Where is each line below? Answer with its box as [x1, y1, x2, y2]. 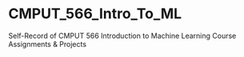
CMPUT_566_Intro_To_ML [8, 5, 182, 23]
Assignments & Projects [8, 39, 86, 48]
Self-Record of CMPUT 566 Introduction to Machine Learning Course [8, 31, 237, 40]
